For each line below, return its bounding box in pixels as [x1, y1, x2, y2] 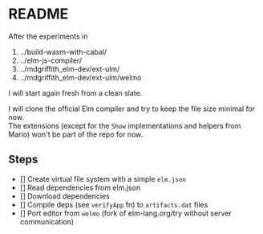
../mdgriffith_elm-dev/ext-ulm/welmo [19, 72, 142, 82]
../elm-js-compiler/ [19, 55, 83, 65]
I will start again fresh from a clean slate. [8, 88, 143, 97]
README [8, 5, 69, 23]
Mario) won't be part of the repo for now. [8, 129, 144, 139]
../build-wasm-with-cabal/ [19, 47, 107, 56]
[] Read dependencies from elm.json [19, 183, 141, 192]
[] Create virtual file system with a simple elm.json [19, 174, 187, 183]
